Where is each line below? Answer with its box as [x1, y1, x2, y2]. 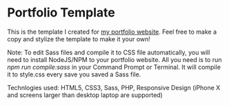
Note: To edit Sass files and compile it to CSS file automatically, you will [7, 48, 210, 56]
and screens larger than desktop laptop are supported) [7, 91, 163, 99]
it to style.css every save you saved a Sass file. [7, 70, 141, 78]
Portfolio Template [7, 5, 115, 21]
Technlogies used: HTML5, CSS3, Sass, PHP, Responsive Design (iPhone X [7, 83, 221, 92]
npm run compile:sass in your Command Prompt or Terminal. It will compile [7, 63, 221, 71]
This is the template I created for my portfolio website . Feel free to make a [7, 28, 217, 36]
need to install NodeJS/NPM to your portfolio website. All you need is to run [7, 55, 222, 63]
